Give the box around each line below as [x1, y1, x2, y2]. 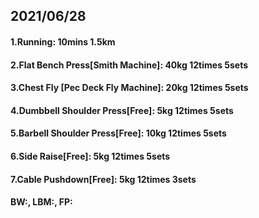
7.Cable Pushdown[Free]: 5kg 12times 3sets [10, 173, 197, 185]
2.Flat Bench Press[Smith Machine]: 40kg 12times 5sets [10, 59, 249, 71]
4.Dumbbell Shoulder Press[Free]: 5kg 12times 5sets [10, 104, 234, 116]
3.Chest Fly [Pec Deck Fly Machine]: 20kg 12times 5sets [10, 82, 249, 94]
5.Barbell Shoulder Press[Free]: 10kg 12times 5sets [10, 127, 227, 139]
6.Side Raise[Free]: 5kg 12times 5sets [10, 150, 171, 162]
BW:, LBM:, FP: [10, 196, 73, 208]
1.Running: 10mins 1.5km [10, 35, 116, 48]
